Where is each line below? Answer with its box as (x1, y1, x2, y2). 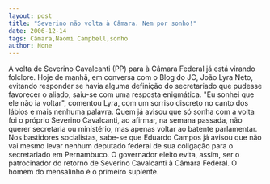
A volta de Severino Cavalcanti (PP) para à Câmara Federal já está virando (8, 64, 256, 73)
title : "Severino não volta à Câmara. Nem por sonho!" (8, 19, 197, 27)
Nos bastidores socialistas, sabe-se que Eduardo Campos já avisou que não (8, 132, 262, 142)
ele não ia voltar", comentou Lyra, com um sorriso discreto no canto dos (8, 98, 249, 108)
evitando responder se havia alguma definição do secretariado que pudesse (8, 82, 263, 91)
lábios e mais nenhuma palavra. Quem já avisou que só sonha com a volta (8, 107, 255, 117)
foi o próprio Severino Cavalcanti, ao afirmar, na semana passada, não (8, 115, 243, 125)
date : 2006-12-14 (8, 27, 67, 35)
